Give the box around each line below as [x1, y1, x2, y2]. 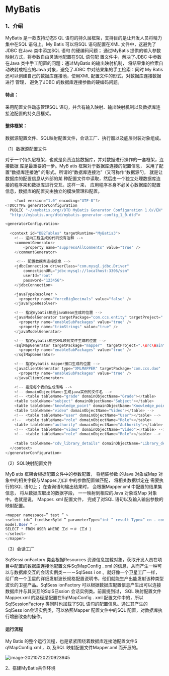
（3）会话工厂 [5, 546, 35, 552]
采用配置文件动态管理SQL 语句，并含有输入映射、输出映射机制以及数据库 [5, 104, 156, 110]
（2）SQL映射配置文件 [5, 460, 52, 466]
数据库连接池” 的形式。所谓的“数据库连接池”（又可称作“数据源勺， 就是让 [12, 169, 163, 175]
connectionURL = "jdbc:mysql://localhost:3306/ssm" [23, 268, 129, 274]
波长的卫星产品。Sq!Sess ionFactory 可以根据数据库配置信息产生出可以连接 [5, 582, 161, 588]
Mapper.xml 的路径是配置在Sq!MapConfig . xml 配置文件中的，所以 [5, 595, 144, 601]
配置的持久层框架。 [14, 110, 54, 116]
